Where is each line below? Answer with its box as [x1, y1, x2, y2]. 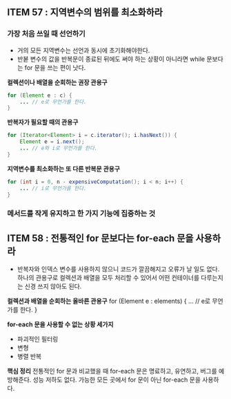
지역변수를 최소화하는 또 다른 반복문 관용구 [7, 165, 121, 173]
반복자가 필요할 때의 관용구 [7, 118, 79, 127]
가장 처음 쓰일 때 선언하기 [7, 29, 86, 39]
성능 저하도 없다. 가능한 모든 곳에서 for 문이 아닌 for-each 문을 [32, 375, 201, 384]
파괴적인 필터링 [17, 335, 59, 344]
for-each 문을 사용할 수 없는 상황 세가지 [7, 320, 114, 328]
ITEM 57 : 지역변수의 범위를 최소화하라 [7, 6, 163, 19]
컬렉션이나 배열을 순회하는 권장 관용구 [7, 78, 108, 86]
